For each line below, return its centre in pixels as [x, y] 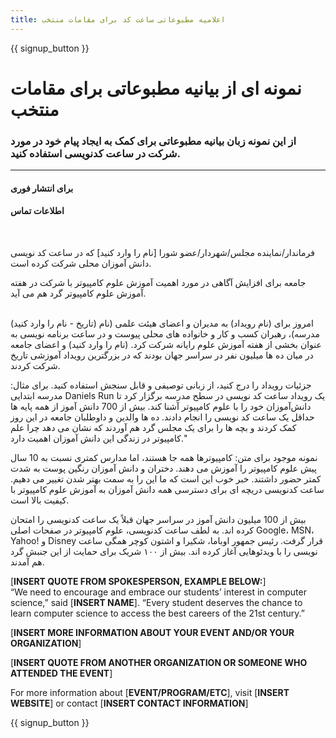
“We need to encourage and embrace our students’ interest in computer [158, 592]
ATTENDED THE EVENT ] [61, 673]
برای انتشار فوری [42, 188]
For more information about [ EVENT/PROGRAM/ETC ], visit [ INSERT [150, 692]
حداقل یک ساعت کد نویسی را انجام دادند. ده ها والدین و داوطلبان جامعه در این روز [162, 417]
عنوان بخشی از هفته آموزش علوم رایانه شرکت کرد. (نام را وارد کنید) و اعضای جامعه [166, 344]
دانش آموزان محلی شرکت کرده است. [81, 263]
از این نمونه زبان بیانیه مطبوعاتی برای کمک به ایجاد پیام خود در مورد [153, 141]
